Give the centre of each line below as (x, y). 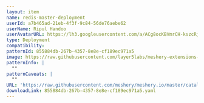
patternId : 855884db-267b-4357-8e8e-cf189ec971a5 (70, 51)
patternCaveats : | (29, 74)
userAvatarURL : (25, 35)
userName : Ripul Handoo (36, 29)
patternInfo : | (25, 62)
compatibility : (25, 46)
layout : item (23, 12)
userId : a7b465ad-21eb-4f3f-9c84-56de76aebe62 (66, 23)
